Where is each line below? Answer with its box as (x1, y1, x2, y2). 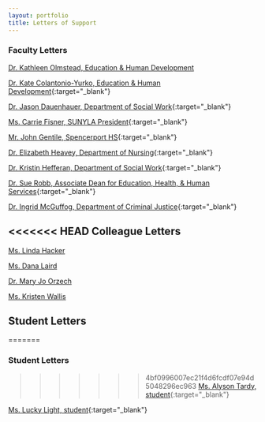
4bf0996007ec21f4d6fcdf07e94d (145, 372, 255, 383)
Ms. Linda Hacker (8, 245, 65, 255)
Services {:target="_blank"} (8, 186, 96, 196)
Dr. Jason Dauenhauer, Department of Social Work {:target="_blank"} (8, 102, 231, 111)
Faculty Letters (8, 45, 68, 56)
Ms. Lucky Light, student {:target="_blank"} (8, 405, 148, 414)
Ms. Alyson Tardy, (198, 381, 257, 390)
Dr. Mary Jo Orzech (8, 276, 73, 286)
